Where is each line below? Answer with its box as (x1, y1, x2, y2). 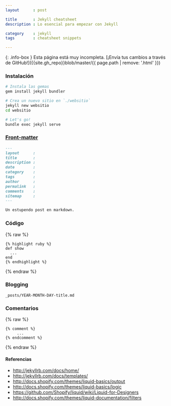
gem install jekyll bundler (5, 89, 66, 94)
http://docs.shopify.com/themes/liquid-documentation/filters (12, 395, 142, 401)
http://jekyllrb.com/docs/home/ (12, 367, 80, 374)
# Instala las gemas (5, 84, 50, 89)
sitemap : (5, 193, 36, 198)
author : (5, 179, 36, 184)
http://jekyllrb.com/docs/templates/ (12, 373, 88, 379)
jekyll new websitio (5, 103, 50, 108)
